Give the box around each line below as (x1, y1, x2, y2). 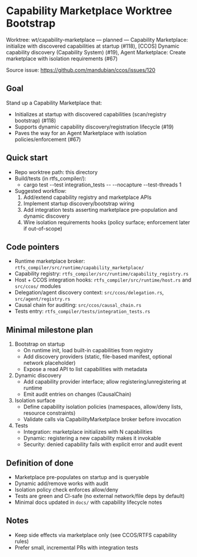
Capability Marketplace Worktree (6, 4, 172, 18)
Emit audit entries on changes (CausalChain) (23, 391, 132, 398)
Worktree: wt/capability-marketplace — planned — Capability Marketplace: (6, 36, 188, 43)
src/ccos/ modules (14, 283, 61, 290)
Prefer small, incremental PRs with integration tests (14, 544, 139, 551)
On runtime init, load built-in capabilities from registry (23, 347, 153, 354)
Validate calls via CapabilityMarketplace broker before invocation (23, 416, 181, 423)
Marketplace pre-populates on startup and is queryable (14, 474, 149, 480)
